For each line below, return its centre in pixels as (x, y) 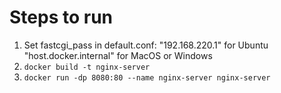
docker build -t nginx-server (87, 67)
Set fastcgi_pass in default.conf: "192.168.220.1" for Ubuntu (146, 45)
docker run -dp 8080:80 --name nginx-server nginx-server (147, 77)
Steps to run (61, 17)
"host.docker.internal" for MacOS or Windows (118, 55)
